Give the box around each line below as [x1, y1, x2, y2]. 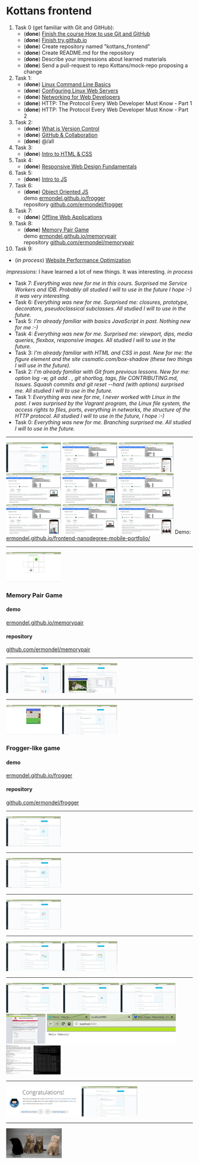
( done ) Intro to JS [23, 175, 67, 183]
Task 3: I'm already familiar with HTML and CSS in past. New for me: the [14, 349, 192, 356]
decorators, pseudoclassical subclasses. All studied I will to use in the [14, 305, 187, 312]
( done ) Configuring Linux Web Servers [23, 87, 118, 94]
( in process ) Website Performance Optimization [14, 256, 131, 263]
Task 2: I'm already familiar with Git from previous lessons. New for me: [14, 368, 190, 375]
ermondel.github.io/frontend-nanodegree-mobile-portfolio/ [6, 534, 150, 542]
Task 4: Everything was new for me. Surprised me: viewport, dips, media [14, 330, 192, 337]
